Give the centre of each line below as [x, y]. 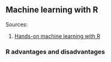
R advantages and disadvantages [55, 52]
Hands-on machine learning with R [57, 36]
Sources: [17, 24]
